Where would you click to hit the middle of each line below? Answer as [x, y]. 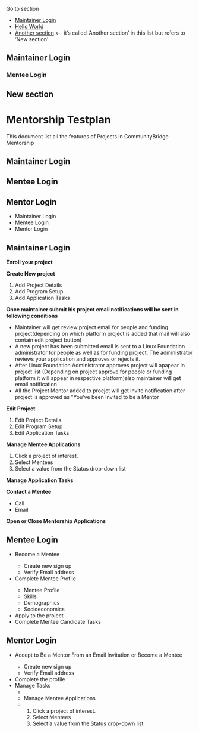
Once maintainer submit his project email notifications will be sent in [93, 310]
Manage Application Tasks [40, 480]
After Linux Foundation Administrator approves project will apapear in [100, 366]
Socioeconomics [44, 609]
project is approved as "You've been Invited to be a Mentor [87, 397]
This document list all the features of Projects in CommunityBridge [88, 136]
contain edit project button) [48, 340]
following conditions [32, 316]
